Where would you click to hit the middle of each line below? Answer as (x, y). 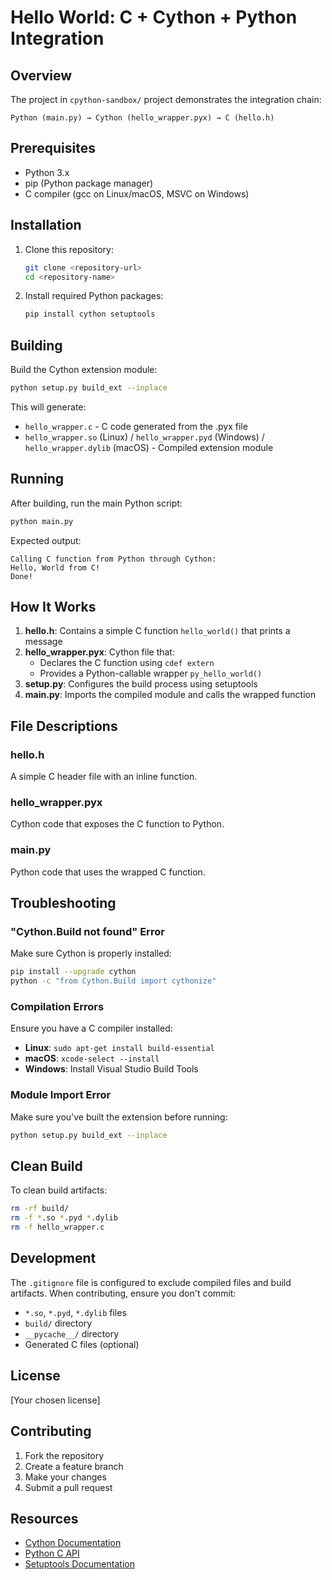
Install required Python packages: (94, 296)
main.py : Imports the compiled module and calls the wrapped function (170, 695)
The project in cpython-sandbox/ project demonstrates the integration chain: (166, 99)
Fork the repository (64, 1455)
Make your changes (65, 1477)
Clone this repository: (69, 249)
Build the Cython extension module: (84, 370)
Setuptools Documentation (79, 1564)
